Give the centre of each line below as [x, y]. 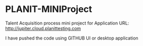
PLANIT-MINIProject [49, 9]
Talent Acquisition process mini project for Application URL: [67, 23]
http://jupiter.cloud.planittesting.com [43, 28]
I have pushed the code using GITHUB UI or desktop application [72, 38]
